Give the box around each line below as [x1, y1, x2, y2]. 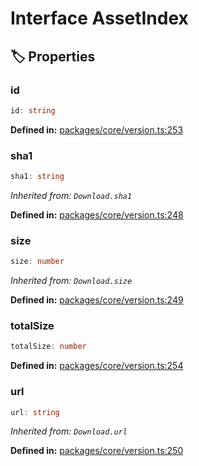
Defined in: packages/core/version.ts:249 [10, 294, 184, 306]
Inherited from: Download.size [10, 275, 133, 287]
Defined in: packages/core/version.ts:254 [10, 360, 184, 372]
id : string [10, 105, 56, 116]
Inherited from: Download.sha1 [10, 189, 133, 201]
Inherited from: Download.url [10, 425, 128, 437]
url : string [10, 407, 60, 417]
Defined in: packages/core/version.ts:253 [10, 123, 184, 136]
